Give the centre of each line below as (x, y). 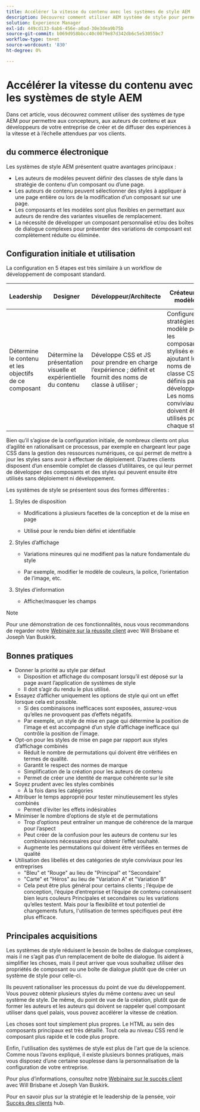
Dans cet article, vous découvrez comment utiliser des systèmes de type (96, 114)
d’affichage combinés (41, 746)
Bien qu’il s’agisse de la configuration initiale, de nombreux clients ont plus (98, 440)
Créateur (182, 293)
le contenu (24, 359)
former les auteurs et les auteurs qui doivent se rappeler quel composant (96, 1006)
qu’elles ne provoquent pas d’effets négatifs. (78, 715)
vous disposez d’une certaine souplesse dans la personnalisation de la (93, 1061)
